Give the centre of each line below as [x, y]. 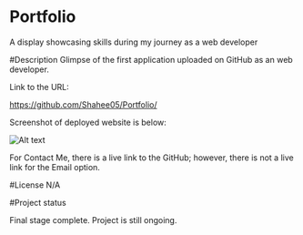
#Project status [38, 202]
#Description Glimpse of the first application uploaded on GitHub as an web [151, 59]
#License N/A [35, 185]
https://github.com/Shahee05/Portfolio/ [83, 104]
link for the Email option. [55, 167]
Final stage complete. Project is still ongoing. [93, 220]
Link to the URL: [40, 87]
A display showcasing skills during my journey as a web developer [134, 42]
